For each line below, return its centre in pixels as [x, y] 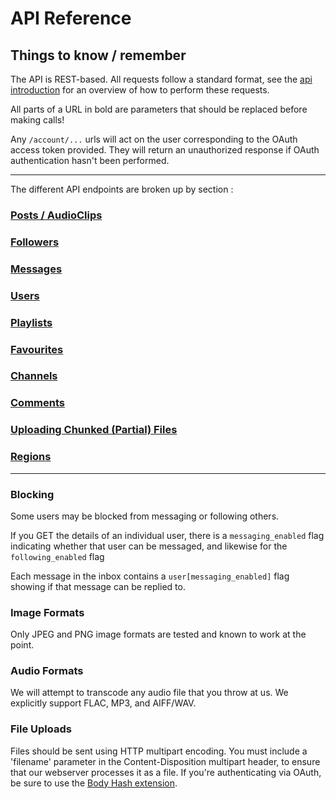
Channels [34, 376]
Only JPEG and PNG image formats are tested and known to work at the [158, 634]
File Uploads [41, 729]
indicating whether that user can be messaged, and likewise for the [149, 546]
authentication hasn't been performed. [90, 160]
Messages [36, 269]
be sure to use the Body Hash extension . [94, 783]
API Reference [71, 18]
